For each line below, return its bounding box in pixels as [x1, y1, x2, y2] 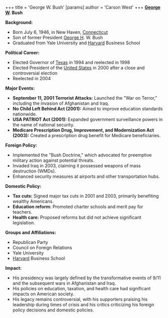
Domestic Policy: [5, 183, 42, 189]
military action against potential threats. [12, 157, 95, 163]
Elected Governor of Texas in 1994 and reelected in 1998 [12, 59, 130, 65]
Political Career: [5, 50, 40, 55]
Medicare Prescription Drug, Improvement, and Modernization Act [12, 127, 154, 133]
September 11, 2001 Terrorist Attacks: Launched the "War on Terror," [12, 95, 157, 101]
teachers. [12, 209, 33, 215]
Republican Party [12, 239, 49, 245]
